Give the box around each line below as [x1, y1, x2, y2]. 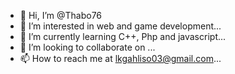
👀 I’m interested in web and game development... [19, 20, 222, 32]
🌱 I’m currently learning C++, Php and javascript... [19, 31, 227, 42]
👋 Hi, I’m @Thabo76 [19, 10, 103, 21]
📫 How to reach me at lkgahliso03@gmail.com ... [19, 53, 222, 64]
